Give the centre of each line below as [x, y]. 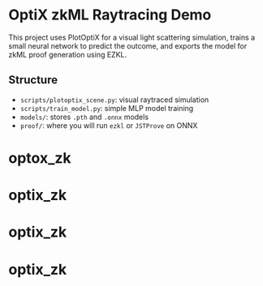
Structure [33, 80]
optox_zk [40, 158]
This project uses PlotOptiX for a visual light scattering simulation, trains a [132, 37]
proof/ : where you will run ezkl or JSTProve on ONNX [109, 125]
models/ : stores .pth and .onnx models [84, 117]
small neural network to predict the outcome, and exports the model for [128, 45]
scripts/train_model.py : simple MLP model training [107, 108]
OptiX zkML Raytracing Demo [110, 15]
